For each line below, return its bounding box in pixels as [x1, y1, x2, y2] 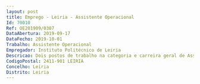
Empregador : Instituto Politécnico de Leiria [6, 47, 121, 53]
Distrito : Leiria [6, 69, 49, 75]
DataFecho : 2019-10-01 [6, 36, 62, 42]
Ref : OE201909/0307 [6, 25, 55, 31]
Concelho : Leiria [6, 63, 49, 70]
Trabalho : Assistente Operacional [6, 42, 92, 48]
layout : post [6, 8, 39, 15]
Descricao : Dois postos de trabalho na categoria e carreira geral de [6, 53, 185, 59]
